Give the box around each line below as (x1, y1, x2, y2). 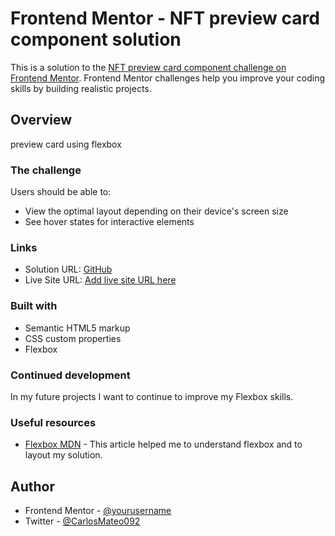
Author (10, 478, 55, 495)
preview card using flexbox (10, 138, 122, 150)
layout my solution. (24, 449, 103, 461)
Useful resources (10, 415, 97, 429)
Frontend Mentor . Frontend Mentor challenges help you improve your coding (10, 72, 326, 84)
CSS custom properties (24, 332, 122, 344)
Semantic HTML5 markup (24, 322, 131, 334)
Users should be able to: (10, 186, 112, 198)
